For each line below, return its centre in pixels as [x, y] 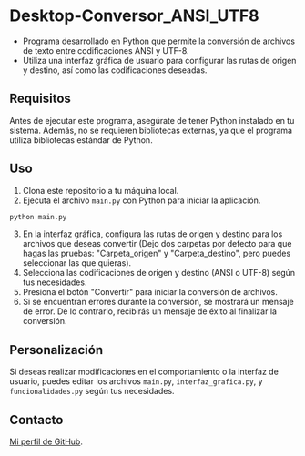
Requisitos [40, 99]
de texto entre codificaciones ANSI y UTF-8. [106, 50]
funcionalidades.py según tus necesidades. [92, 391]
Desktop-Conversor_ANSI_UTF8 [134, 16]
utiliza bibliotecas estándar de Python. [81, 140]
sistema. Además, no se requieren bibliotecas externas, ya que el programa [151, 130]
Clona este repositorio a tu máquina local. [101, 190]
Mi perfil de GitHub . [46, 441]
